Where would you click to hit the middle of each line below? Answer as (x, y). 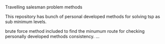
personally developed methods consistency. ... (52, 36)
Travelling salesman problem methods (44, 7)
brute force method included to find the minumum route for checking (75, 31)
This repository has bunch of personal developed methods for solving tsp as (82, 16)
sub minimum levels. (26, 22)
